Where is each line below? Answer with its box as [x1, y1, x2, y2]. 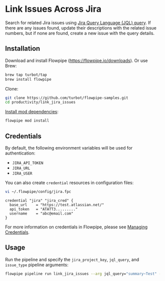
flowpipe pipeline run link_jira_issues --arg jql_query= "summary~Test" [5, 271, 157, 276]
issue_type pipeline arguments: [5, 262, 69, 268]
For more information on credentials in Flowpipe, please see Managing [5, 224, 148, 230]
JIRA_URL [12, 166, 30, 171]
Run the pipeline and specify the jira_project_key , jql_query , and [5, 256, 139, 262]
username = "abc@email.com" [9, 211, 74, 216]
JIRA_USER [12, 171, 33, 176]
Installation [5, 44, 40, 53]
